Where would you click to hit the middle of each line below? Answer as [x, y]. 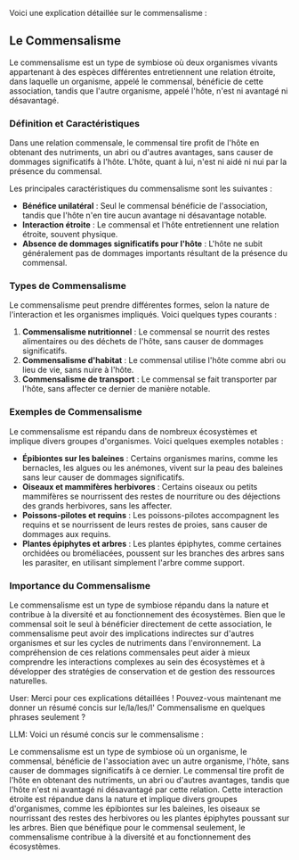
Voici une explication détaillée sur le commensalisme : [108, 13]
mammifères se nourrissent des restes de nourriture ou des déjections [151, 496]
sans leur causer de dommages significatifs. [103, 477]
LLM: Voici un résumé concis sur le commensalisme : [107, 734]
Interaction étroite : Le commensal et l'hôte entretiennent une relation [150, 225]
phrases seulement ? [48, 717]
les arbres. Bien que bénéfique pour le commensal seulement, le [127, 827]
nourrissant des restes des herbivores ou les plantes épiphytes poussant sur [149, 818]
